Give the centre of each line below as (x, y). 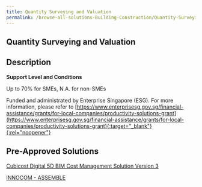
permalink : (20, 17)
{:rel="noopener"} (29, 132)
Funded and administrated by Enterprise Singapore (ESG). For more (90, 100)
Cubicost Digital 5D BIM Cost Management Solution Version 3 (83, 166)
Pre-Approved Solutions (53, 151)
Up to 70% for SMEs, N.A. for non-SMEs (56, 89)
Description (29, 62)
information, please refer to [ (41, 107)
